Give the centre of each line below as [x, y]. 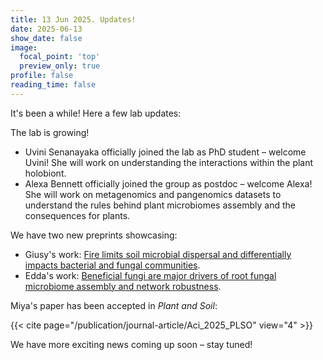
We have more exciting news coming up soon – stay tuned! [131, 344]
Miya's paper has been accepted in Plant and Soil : [114, 305]
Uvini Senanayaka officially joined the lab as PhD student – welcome [165, 152]
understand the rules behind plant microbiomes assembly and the [160, 205]
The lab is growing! [50, 132]
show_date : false [46, 38]
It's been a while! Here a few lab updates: [96, 113]
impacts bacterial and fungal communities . [112, 265]
